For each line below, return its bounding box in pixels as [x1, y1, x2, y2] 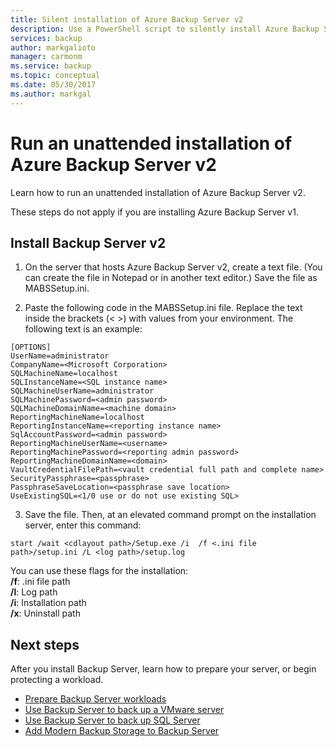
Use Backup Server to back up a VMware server [24, 704, 225, 716]
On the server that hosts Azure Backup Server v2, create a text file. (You [24, 261, 323, 273]
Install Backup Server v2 [10, 234, 167, 251]
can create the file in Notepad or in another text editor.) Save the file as [24, 272, 318, 284]
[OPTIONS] [10, 342, 52, 353]
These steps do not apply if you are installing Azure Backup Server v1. [10, 206, 299, 218]
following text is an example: [24, 323, 143, 335]
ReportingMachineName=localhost [10, 412, 145, 423]
